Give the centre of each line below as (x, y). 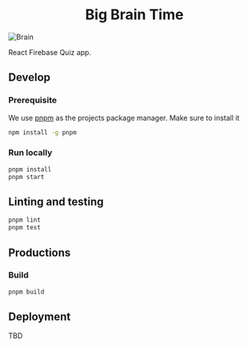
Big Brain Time (134, 15)
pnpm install (30, 170)
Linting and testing (56, 201)
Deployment (40, 317)
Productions (40, 252)
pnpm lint (25, 220)
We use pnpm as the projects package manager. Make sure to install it (124, 118)
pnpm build (26, 292)
